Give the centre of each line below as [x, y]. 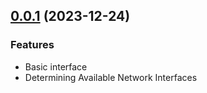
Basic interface [56, 66]
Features [32, 45]
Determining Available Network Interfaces [111, 77]
